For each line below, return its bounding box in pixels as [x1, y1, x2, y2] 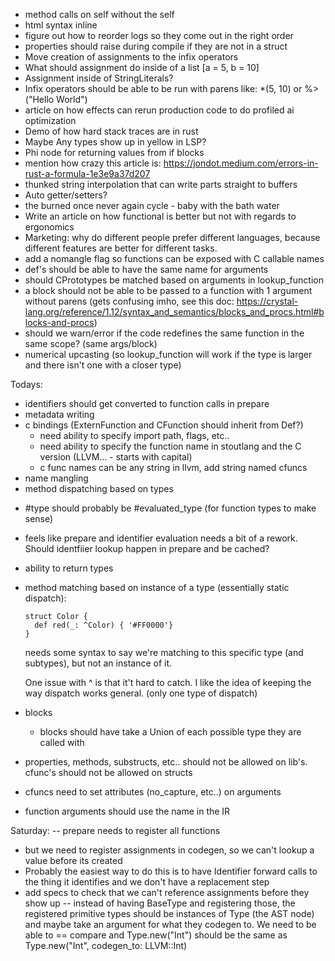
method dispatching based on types [24, 483, 174, 494]
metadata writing [24, 409, 95, 420]
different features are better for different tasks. [24, 242, 218, 254]
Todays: [10, 379, 43, 390]
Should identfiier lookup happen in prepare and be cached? [24, 543, 270, 554]
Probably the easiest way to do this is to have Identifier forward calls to [24, 865, 318, 877]
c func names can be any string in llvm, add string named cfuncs [39, 462, 308, 473]
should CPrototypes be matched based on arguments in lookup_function [24, 274, 324, 286]
